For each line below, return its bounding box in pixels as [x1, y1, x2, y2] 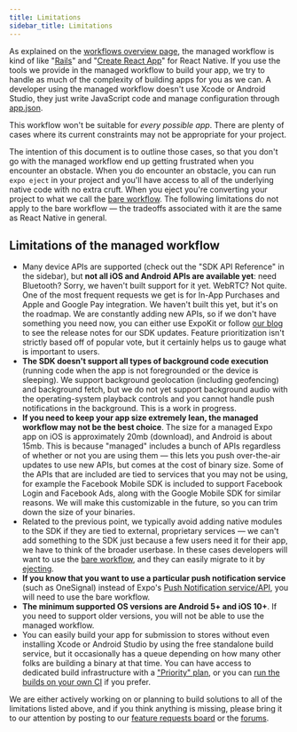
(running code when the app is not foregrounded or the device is [21, 365, 259, 376]
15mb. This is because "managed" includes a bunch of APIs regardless [21, 441, 281, 451]
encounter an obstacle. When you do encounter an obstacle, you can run [9, 165, 277, 176]
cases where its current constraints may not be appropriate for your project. [9, 129, 286, 139]
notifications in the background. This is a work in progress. [21, 403, 238, 414]
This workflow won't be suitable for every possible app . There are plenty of [9, 119, 285, 130]
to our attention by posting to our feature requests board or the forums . [9, 712, 270, 724]
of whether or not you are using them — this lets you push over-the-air [21, 450, 281, 461]
